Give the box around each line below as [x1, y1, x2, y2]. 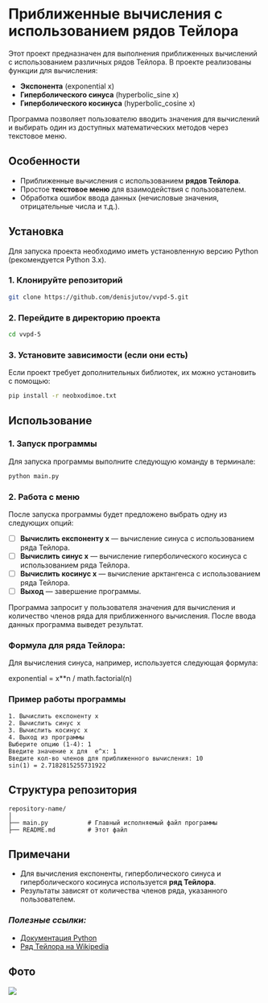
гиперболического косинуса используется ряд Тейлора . [19, 877, 216, 887]
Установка [8, 225, 64, 238]
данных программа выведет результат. [8, 620, 143, 629]
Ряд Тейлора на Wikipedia [19, 941, 109, 951]
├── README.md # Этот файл [8, 826, 128, 834]
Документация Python [19, 933, 97, 943]
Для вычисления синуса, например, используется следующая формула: [8, 658, 258, 668]
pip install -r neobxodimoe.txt [8, 392, 117, 400]
